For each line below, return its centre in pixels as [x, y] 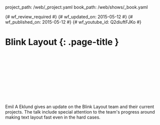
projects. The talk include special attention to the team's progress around [80, 112]
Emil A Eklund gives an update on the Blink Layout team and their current [80, 107]
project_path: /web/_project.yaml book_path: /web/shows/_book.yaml [77, 7]
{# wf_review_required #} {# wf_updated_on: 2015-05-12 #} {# [69, 17]
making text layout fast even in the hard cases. [53, 117]
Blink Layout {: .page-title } [62, 42]
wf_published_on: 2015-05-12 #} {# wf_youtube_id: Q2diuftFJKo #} [73, 22]
